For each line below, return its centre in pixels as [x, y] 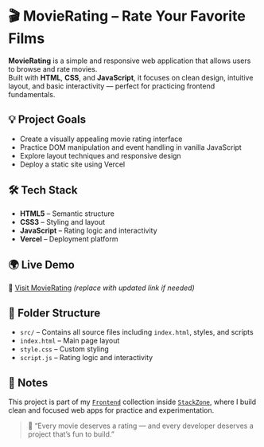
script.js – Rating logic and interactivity [86, 358]
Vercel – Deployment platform [69, 239]
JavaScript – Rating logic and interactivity [88, 230]
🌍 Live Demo [42, 265]
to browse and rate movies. [53, 69]
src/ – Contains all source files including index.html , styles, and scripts [136, 332]
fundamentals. [32, 94]
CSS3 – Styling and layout [62, 222]
